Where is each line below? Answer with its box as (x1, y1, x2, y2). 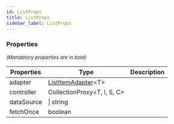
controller (9, 88, 37, 96)
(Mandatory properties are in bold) (6, 54, 87, 60)
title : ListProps (6, 15, 50, 21)
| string (48, 97, 68, 106)
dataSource (9, 97, 42, 106)
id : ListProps (6, 8, 42, 15)
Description (130, 68, 165, 76)
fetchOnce (9, 107, 39, 116)
